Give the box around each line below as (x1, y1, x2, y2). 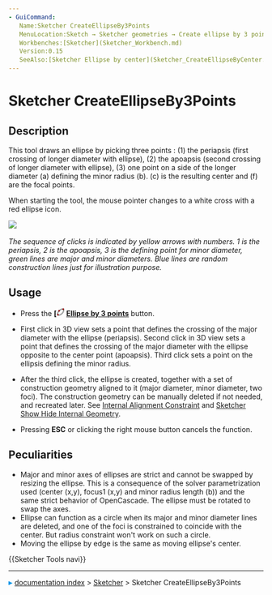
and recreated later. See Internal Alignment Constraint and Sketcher (19, 400, 247, 409)
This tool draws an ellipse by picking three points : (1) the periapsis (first (8, 146, 249, 155)
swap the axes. (19, 503, 71, 514)
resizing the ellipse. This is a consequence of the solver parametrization (19, 478, 261, 488)
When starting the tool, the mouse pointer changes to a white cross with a (8, 195, 255, 205)
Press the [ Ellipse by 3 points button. (19, 308, 155, 318)
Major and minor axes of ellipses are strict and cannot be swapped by (19, 469, 253, 479)
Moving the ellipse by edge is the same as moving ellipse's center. (19, 538, 241, 548)
